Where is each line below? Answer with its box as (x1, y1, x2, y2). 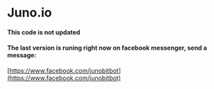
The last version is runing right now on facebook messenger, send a (7, 43, 207, 52)
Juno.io (7, 5, 52, 21)
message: (7, 51, 37, 59)
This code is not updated (7, 28, 81, 36)
